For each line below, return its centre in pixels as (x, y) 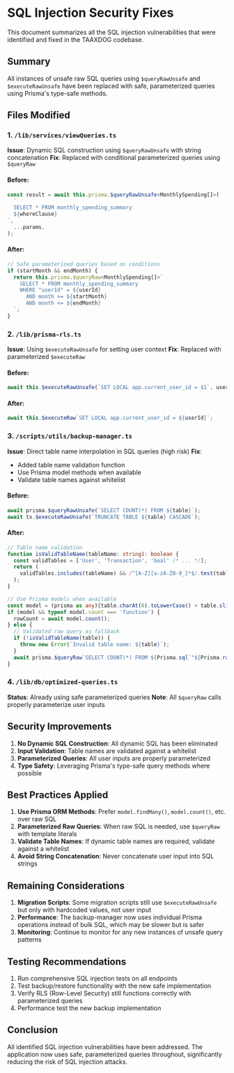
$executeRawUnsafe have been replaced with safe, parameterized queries (111, 86)
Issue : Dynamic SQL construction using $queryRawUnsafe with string (104, 150)
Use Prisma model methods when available (79, 472)
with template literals (47, 834)
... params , (29, 227)
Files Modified (39, 116)
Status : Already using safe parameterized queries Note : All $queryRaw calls (114, 697)
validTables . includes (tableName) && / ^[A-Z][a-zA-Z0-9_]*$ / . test (117, 574)
